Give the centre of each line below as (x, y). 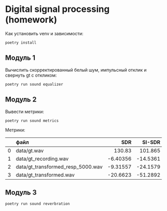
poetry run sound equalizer (34, 84)
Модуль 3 (21, 192)
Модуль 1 (20, 58)
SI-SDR (151, 142)
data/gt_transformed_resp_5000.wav (59, 167)
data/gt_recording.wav (42, 159)
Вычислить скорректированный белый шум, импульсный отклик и (76, 70)
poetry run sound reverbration (38, 204)
